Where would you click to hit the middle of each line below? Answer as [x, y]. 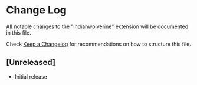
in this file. [19, 32]
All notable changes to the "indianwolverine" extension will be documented [97, 26]
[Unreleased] [31, 62]
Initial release [31, 76]
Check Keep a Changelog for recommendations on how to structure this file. [99, 44]
